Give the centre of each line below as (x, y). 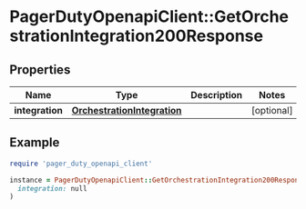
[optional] (272, 110)
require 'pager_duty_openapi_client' (81, 164)
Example (35, 143)
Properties (40, 70)
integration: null (53, 188)
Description (217, 95)
